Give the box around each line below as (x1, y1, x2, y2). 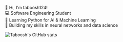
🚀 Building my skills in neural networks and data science (5, 22, 118, 28)
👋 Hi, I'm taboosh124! (5, 5, 48, 10)
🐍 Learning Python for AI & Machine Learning (5, 17, 96, 23)
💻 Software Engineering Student (5, 10, 71, 16)
